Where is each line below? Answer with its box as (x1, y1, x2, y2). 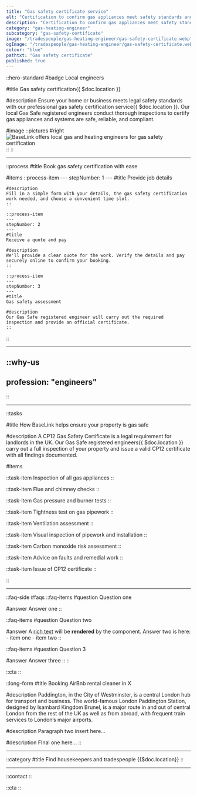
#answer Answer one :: (6, 605, 62, 612)
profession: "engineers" (6, 377, 97, 387)
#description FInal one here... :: (6, 739, 81, 746)
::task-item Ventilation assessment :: (6, 519, 94, 527)
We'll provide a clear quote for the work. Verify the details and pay (6, 252, 185, 258)
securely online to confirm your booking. (6, 257, 111, 264)
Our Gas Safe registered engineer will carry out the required (6, 314, 164, 320)
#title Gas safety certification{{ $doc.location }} (6, 85, 121, 92)
